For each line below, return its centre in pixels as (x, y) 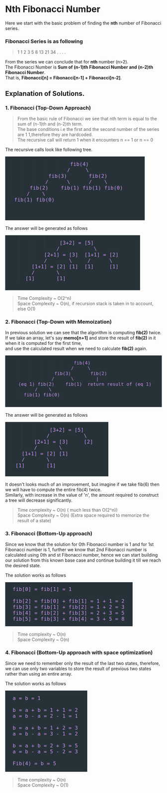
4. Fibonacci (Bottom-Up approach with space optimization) (79, 652)
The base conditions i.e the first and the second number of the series (88, 129)
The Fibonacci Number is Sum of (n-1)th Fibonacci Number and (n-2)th (79, 67)
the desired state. (23, 565)
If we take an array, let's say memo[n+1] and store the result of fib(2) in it (81, 338)
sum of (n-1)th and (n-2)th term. (50, 124)
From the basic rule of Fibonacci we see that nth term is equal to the (87, 118)
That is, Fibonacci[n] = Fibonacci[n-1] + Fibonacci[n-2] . (63, 78)
